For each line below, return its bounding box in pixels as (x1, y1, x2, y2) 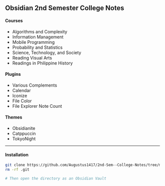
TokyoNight (12, 136, 36, 142)
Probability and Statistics (12, 44, 63, 50)
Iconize (12, 93, 27, 98)
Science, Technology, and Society (12, 49, 82, 56)
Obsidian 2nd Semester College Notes (5, 4, 124, 12)
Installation (5, 152, 28, 157)
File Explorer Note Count (12, 103, 62, 109)
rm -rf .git (5, 167, 29, 172)
